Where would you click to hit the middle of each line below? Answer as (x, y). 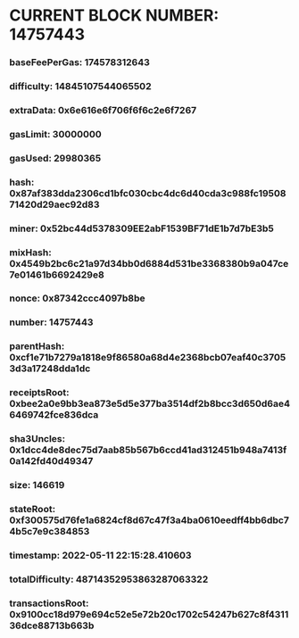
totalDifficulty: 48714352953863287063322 (109, 579)
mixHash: (30, 253)
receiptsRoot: (39, 393)
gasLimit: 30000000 (56, 134)
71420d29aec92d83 (54, 204)
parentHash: (37, 346)
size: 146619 (37, 485)
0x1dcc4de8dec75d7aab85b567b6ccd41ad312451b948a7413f (148, 450)
